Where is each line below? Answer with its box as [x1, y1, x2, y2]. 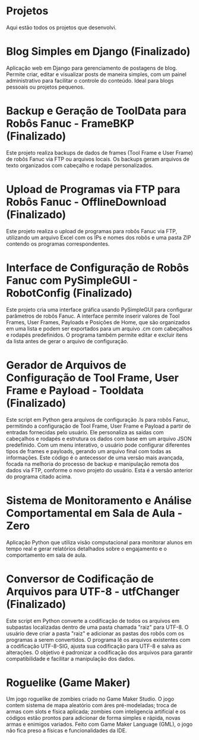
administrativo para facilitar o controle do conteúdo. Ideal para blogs [6, 77, 174, 84]
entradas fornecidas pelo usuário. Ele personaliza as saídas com [6, 428, 164, 435]
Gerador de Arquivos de [6, 358, 127, 372]
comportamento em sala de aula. [6, 551, 87, 559]
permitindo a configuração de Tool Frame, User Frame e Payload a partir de [6, 422, 191, 429]
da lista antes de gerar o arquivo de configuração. [6, 337, 129, 344]
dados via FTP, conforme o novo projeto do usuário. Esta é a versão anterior [6, 466, 193, 474]
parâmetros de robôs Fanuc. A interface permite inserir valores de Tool [6, 312, 180, 319]
